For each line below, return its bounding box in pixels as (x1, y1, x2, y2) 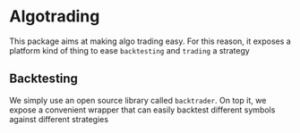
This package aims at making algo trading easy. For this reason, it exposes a (9, 36, 291, 46)
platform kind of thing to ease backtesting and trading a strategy (9, 45, 251, 55)
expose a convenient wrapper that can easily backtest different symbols (9, 104, 276, 115)
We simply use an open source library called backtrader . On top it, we (9, 95, 267, 105)
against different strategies (9, 113, 109, 124)
